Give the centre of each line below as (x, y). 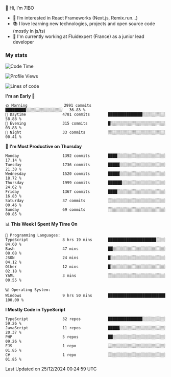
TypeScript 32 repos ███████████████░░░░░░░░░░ (86, 319)
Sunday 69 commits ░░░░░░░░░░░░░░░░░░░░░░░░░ (86, 210)
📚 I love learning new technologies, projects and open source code (84, 24)
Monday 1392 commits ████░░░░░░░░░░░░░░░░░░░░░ (86, 156)
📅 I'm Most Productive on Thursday (44, 147)
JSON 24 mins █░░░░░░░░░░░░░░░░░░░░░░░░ (86, 258)
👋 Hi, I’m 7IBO (20, 8)
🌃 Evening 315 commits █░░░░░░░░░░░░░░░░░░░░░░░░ (86, 124)
